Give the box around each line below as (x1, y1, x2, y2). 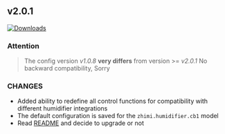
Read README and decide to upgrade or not (17, 119, 144, 127)
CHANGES (7, 82, 43, 91)
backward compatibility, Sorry (24, 64, 111, 73)
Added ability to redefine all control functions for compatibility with (17, 97, 208, 106)
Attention (7, 41, 39, 50)
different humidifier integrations (17, 104, 108, 113)
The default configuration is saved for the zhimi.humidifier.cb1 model (17, 112, 219, 120)
